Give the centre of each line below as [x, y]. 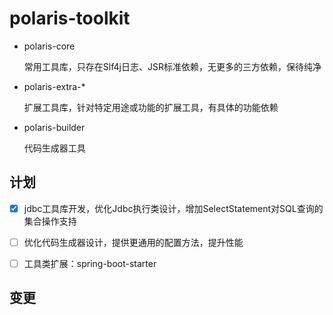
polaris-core [49, 46]
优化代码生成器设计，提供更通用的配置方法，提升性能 [133, 242]
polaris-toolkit [70, 18]
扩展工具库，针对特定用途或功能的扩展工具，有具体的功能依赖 [151, 107]
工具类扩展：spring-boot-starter [90, 263]
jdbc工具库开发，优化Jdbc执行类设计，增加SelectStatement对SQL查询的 [173, 208]
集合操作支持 [50, 221]
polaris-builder [54, 127]
